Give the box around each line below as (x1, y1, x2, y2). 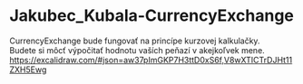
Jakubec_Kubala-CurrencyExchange (9, 5, 295, 26)
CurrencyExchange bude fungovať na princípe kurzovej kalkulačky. (9, 35, 260, 46)
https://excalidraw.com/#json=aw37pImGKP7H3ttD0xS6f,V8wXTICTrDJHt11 (9, 54, 293, 65)
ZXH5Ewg (9, 64, 47, 75)
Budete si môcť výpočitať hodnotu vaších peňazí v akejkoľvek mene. (9, 44, 265, 55)
